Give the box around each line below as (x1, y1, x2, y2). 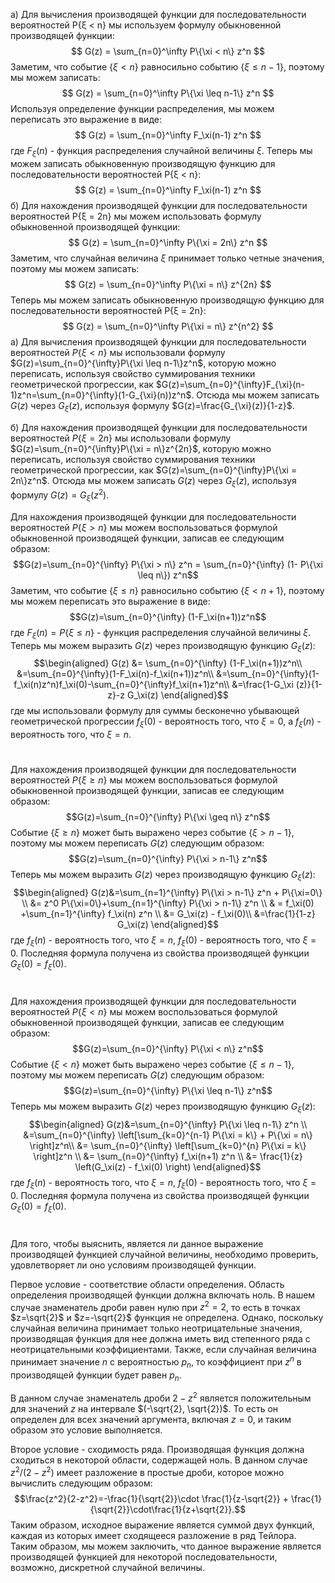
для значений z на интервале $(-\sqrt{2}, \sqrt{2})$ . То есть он (10, 1403, 279, 1415)
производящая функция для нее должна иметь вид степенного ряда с (10, 1333, 311, 1345)
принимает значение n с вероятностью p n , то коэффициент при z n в (10, 1354, 302, 1370)
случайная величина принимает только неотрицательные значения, (10, 1322, 303, 1334)
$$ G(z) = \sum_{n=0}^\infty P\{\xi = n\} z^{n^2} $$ (62, 320, 274, 332)
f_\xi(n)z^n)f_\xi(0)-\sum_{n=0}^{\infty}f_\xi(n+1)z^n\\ (13, 679, 230, 691)
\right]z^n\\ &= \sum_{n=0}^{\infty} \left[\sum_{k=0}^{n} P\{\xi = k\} (29, 1139, 307, 1151)
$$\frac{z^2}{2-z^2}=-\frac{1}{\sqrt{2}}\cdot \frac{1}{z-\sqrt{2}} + (14, 1492, 290, 1504)
